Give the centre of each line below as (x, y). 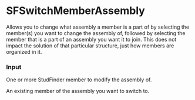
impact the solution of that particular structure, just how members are (90, 46)
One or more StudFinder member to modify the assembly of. (79, 80)
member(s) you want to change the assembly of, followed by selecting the (96, 33)
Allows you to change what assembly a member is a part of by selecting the (98, 27)
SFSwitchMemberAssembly (75, 11)
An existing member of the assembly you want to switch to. (78, 91)
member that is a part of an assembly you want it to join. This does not (91, 39)
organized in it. (24, 51)
